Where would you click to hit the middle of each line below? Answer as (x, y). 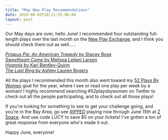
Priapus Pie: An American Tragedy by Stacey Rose (59, 54)
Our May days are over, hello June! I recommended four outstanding (77, 34)
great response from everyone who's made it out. (57, 123)
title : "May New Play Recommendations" (48, 10)
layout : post (19, 19)
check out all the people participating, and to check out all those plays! (79, 96)
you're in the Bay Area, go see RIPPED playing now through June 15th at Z (83, 112)
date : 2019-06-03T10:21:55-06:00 (41, 15)
